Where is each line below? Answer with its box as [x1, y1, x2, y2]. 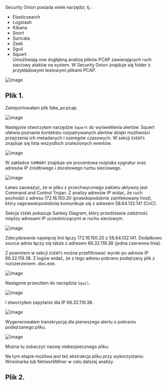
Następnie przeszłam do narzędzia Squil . [5, 280, 91, 286]
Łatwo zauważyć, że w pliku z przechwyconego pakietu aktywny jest [5, 184, 148, 190]
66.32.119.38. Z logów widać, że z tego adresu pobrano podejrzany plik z [5, 255, 155, 261]
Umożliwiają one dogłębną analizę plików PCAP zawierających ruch [12, 57, 152, 62]
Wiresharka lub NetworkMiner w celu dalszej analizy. [5, 358, 114, 364]
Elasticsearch [12, 14, 40, 20]
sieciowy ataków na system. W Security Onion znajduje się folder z [12, 62, 151, 68]
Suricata [12, 35, 30, 41]
